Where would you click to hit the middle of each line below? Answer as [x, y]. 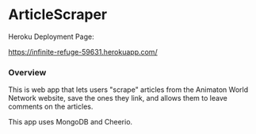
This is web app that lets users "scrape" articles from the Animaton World [128, 90]
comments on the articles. [51, 107]
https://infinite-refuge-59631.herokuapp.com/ [83, 52]
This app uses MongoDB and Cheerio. [71, 122]
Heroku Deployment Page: [51, 36]
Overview [27, 72]
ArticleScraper [58, 15]
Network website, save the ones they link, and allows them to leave [118, 98]
